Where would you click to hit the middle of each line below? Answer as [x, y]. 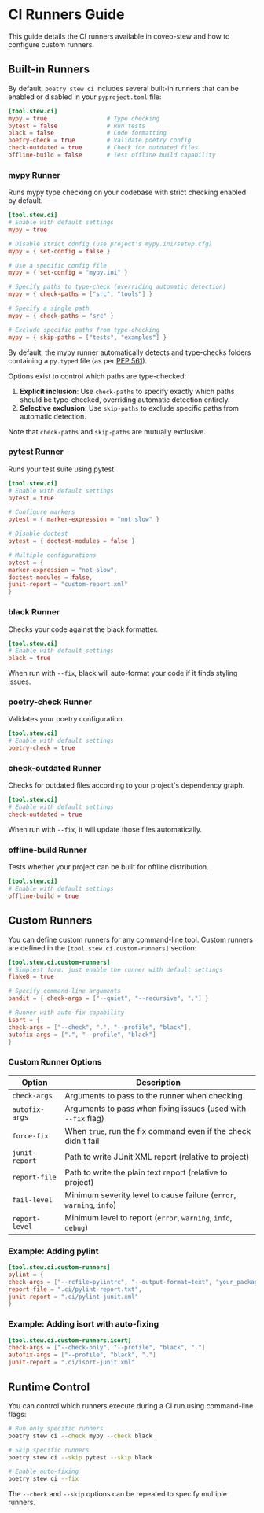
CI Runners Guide [66, 15]
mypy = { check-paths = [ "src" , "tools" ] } [81, 294]
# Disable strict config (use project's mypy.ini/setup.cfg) [110, 244]
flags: [17, 1414]
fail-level [32, 1200]
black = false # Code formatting [88, 133]
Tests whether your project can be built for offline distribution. [109, 867]
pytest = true [31, 498]
